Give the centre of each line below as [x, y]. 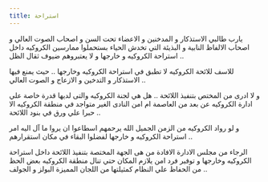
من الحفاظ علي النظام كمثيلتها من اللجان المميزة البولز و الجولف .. [108, 168]
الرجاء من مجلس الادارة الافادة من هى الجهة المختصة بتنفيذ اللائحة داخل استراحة [128, 152]
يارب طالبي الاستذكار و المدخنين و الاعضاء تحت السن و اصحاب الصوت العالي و [126, 38]
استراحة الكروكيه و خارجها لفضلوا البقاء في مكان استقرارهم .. [101, 136]
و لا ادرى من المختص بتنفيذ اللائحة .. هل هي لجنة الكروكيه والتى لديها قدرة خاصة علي [134, 95]
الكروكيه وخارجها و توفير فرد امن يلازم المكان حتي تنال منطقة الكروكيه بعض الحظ [130, 160]
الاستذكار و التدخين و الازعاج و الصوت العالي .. [78, 79]
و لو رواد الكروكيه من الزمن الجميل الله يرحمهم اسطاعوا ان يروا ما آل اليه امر [124, 127]
